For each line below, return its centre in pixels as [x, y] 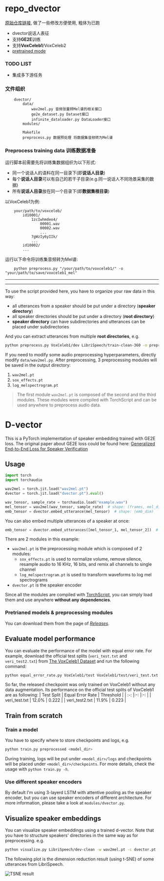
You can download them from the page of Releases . [57, 623]
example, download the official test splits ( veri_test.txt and [66, 656]
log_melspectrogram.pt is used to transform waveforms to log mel [85, 575]
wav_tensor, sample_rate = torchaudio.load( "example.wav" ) [66, 502]
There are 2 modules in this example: [42, 539]
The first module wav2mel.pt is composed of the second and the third [86, 394]
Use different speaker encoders [43, 782]
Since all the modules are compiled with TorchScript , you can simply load [79, 595]
